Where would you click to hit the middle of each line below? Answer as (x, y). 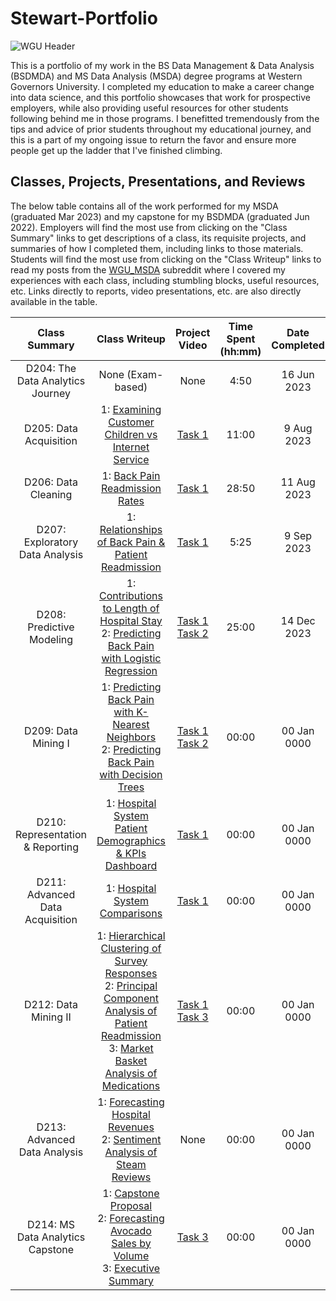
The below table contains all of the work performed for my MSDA (144, 206)
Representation (51, 834)
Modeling (51, 639)
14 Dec (298, 620)
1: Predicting (131, 687)
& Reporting (51, 847)
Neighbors (131, 737)
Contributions (131, 595)
